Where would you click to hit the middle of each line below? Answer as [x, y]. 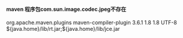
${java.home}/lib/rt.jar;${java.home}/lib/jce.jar [63, 29]
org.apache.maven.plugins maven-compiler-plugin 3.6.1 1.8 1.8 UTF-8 [92, 23]
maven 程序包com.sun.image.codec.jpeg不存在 [66, 9]
